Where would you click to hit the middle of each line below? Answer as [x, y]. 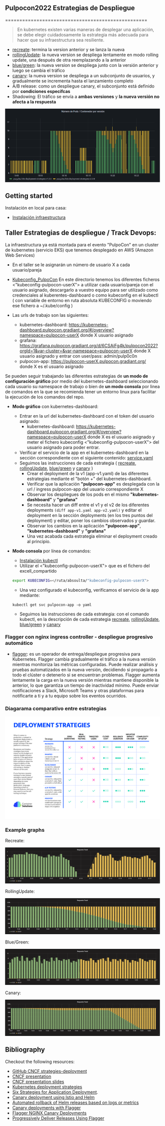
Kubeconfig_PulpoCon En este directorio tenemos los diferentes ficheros [86, 279]
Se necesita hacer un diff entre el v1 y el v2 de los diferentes [88, 505]
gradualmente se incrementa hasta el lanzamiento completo [73, 81]
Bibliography [25, 1050]
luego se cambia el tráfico [39, 70]
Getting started [29, 196]
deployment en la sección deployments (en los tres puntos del [90, 515]
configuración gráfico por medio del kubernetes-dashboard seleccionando [82, 381]
